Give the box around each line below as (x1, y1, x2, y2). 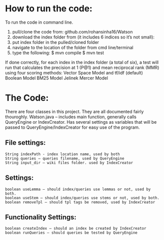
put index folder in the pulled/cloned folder (12, 39, 99, 45)
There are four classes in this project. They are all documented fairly (5, 108, 144, 114)
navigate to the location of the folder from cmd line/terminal (12, 44, 134, 50)
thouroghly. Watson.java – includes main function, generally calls (5, 114, 137, 120)
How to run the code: (5, 3, 93, 14)
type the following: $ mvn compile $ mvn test (12, 50, 104, 56)
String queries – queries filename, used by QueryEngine (5, 156, 125, 161)
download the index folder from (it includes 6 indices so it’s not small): (12, 34, 155, 40)
